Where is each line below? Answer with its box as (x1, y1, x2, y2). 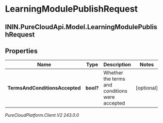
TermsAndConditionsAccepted (7, 85, 81, 91)
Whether (103, 70, 124, 76)
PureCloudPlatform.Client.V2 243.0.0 (5, 112, 79, 118)
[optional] (135, 85, 158, 91)
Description (103, 61, 131, 68)
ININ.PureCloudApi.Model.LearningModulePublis (5, 23, 158, 31)
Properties (5, 47, 38, 55)
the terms (103, 75, 125, 82)
